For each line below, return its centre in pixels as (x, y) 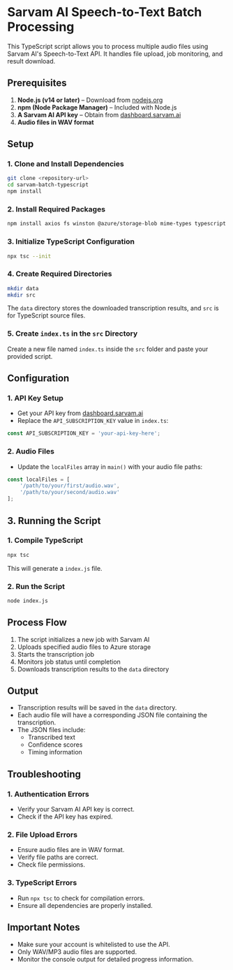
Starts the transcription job (56, 654)
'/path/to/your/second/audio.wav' (70, 493)
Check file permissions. (51, 865)
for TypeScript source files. (46, 315)
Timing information (55, 752)
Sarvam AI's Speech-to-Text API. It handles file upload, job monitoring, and (115, 54)
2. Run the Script (36, 586)
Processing (41, 27)
